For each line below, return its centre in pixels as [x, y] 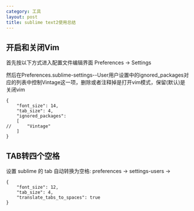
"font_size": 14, [38, 106]
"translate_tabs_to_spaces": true [58, 198]
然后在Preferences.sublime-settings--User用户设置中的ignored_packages [95, 75]
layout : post [22, 17]
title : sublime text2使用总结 [41, 22]
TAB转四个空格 [33, 156]
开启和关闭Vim [33, 47]
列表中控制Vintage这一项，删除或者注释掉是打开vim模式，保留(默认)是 [101, 82]
